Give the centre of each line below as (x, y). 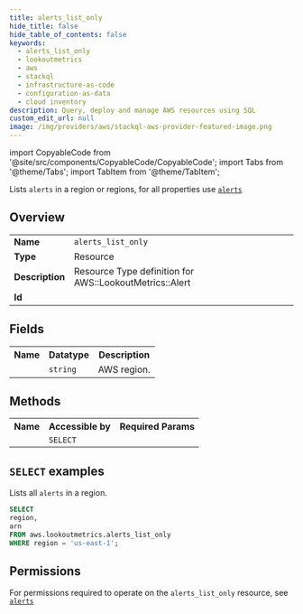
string (62, 369)
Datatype (69, 355)
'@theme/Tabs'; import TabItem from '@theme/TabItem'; (115, 172)
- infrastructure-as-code (66, 85)
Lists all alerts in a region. (59, 493)
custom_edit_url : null (52, 118)
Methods (35, 401)
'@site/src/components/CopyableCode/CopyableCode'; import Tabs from (147, 162)
